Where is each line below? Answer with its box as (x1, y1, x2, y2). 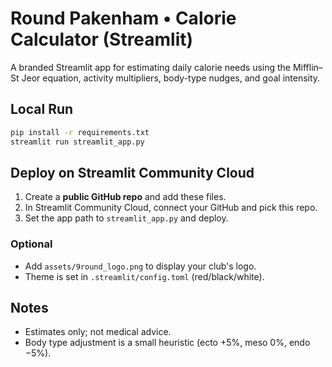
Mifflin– (292, 61, 323, 73)
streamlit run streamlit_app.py (10, 137, 145, 147)
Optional (10, 237, 53, 251)
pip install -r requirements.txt (10, 127, 150, 137)
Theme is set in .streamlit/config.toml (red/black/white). (24, 270, 265, 282)
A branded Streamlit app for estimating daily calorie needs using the (10, 61, 292, 73)
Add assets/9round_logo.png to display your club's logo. (24, 260, 257, 272)
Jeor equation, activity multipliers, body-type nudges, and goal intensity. (21, 72, 321, 84)
